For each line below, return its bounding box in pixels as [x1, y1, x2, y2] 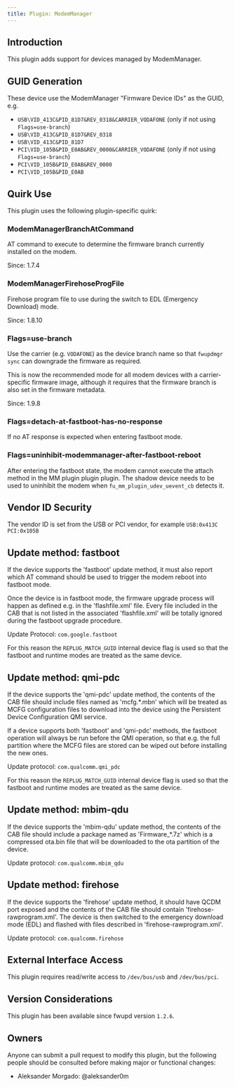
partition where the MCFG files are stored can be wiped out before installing [7, 741, 227, 749]
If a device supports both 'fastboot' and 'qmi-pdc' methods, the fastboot [7, 726, 217, 735]
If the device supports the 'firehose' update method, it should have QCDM [7, 898, 221, 906]
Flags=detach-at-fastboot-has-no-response [7, 417, 163, 426]
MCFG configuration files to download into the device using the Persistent [7, 705, 221, 713]
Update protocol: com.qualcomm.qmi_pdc [7, 762, 121, 770]
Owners [7, 1032, 43, 1044]
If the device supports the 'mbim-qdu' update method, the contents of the [7, 822, 221, 831]
